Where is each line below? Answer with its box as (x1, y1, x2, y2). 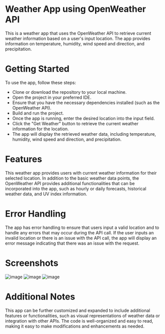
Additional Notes (5, 291, 75, 302)
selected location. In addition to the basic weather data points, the (5, 175, 139, 181)
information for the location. (12, 126, 69, 132)
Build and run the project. (12, 110, 64, 116)
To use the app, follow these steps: (5, 79, 76, 85)
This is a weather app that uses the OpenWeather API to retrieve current (5, 30, 151, 36)
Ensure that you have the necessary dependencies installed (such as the (12, 100, 160, 106)
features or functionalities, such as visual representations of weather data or (5, 312, 160, 319)
